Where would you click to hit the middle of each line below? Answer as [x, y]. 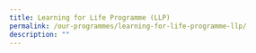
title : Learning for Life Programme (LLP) [90, 18]
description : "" [40, 34]
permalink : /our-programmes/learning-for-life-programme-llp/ [128, 26]
